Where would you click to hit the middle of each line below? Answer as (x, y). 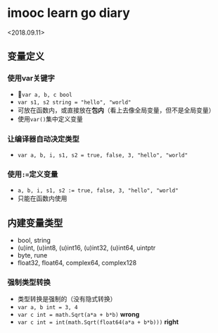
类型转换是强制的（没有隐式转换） (67, 299)
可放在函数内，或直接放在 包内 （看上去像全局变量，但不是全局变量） (116, 110)
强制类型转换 (29, 282)
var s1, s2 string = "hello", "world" (74, 102)
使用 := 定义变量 (33, 174)
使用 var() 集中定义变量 (50, 119)
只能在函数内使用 (42, 198)
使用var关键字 (31, 78)
